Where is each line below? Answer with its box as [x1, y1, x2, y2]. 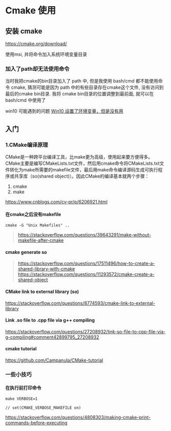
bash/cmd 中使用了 [5, 97, 46, 103]
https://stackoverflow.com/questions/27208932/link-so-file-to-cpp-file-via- [5, 328, 166, 335]
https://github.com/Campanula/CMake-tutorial [5, 357, 103, 363]
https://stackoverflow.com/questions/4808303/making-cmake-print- [5, 414, 151, 421]
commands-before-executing [5, 420, 68, 426]
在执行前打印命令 [5, 384, 41, 390]
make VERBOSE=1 [5, 396, 38, 402]
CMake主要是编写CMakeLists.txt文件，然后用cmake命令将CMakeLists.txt [5, 160, 160, 166]
